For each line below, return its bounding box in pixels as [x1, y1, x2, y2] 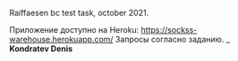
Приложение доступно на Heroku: [9, 25, 140, 34]
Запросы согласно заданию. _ [115, 34, 231, 44]
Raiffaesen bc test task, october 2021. [9, 8, 149, 18]
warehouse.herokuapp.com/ [9, 34, 114, 44]
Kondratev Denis [9, 43, 73, 54]
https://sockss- [140, 25, 198, 34]
